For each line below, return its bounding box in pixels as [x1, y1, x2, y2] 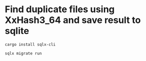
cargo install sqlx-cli [5, 42, 56, 47]
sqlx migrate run [5, 51, 42, 56]
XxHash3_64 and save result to [5, 14, 141, 26]
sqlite [5, 25, 29, 37]
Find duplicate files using [5, 4, 115, 15]
